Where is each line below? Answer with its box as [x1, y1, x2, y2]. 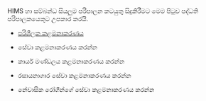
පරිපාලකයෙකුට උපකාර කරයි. [7, 15, 89, 23]
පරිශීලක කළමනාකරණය [17, 29, 84, 37]
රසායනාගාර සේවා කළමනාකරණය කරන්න [17, 71, 131, 79]
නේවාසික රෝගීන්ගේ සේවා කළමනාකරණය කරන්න [17, 85, 155, 93]
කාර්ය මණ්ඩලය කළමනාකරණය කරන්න [17, 57, 125, 65]
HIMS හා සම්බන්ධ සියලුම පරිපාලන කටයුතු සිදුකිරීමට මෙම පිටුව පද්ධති [7, 7, 199, 15]
